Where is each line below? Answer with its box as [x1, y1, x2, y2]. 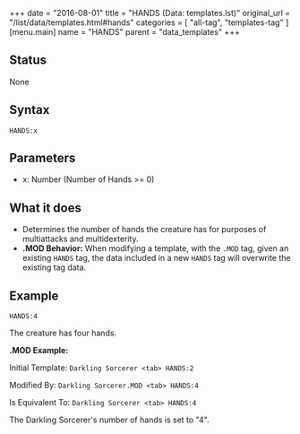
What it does [9, 200, 82, 215]
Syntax [9, 102, 50, 117]
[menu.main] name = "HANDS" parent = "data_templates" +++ [9, 27, 240, 37]
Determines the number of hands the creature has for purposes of [21, 224, 267, 235]
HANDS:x [9, 126, 39, 135]
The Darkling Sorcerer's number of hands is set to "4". [9, 414, 210, 425]
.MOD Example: [9, 345, 69, 356]
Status [9, 53, 47, 68]
